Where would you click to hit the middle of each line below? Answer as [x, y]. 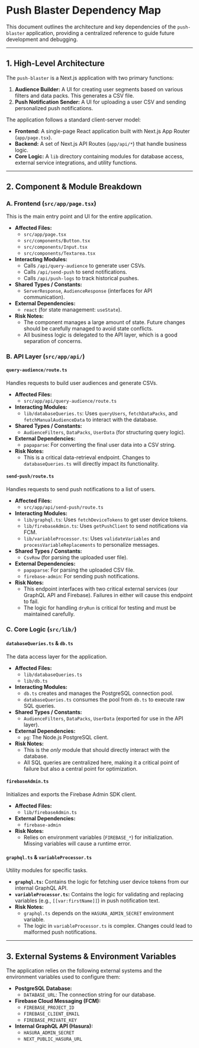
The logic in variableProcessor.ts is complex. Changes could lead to [108, 926]
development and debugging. [42, 39]
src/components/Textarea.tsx [60, 254]
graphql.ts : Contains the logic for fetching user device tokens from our [102, 882]
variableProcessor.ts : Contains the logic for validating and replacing [99, 895]
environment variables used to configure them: [63, 977]
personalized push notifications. [54, 108]
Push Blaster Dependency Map [84, 10]
